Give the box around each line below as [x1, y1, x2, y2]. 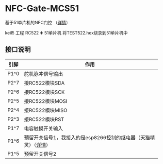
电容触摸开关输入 [24, 125, 63, 131]
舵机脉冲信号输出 [24, 70, 63, 77]
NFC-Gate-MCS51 [5, 3, 79, 14]
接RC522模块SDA [24, 80, 65, 86]
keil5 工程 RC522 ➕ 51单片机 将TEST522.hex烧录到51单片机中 [5, 30, 128, 35]
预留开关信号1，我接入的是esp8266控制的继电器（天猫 [24, 134, 150, 141]
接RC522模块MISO [24, 107, 67, 114]
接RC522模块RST [24, 116, 65, 123]
